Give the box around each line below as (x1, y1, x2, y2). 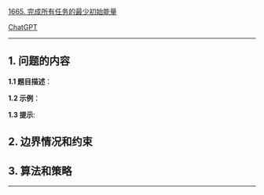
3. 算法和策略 (8, 164, 72, 178)
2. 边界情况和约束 (8, 135, 93, 149)
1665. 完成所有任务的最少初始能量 (8, 7, 117, 16)
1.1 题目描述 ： (8, 77, 53, 86)
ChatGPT (8, 23, 38, 31)
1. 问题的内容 (8, 54, 71, 68)
